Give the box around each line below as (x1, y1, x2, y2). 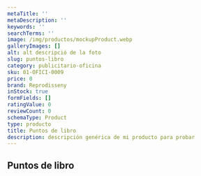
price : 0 (7, 75, 33, 82)
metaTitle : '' (7, 10, 49, 17)
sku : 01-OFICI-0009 (7, 68, 64, 75)
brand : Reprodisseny (7, 82, 68, 89)
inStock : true (7, 88, 49, 95)
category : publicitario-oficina (7, 62, 101, 69)
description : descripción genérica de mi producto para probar (7, 133, 195, 140)
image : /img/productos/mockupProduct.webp (7, 36, 133, 43)
